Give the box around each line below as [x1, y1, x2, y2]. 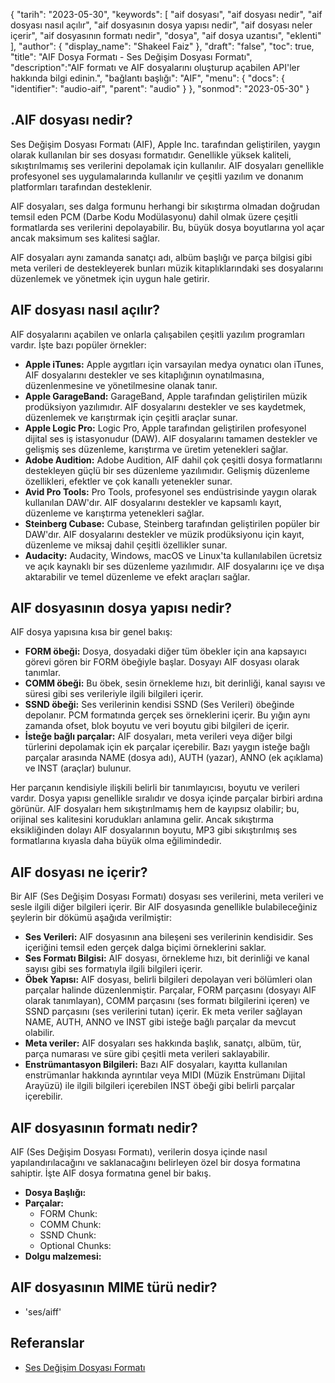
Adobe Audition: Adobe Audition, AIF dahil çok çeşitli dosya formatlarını [24, 454, 323, 466]
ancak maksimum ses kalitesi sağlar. [10, 232, 161, 244]
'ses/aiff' [24, 1305, 62, 1318]
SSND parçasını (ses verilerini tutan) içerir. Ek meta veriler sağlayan [24, 1005, 303, 1018]
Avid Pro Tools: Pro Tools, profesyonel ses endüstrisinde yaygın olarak [24, 485, 317, 498]
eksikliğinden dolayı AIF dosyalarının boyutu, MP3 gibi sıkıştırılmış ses [10, 824, 298, 836]
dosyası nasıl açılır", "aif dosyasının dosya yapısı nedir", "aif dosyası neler [10, 19, 313, 31]
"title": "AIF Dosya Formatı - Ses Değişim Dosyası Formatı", [10, 51, 253, 63]
